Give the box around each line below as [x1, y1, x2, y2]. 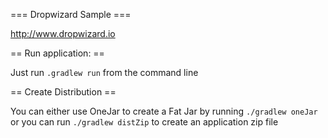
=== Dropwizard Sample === [10, 9, 132, 20]
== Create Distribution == [10, 86, 117, 98]
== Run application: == [10, 47, 105, 59]
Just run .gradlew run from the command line [10, 67, 199, 78]
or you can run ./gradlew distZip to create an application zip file [10, 116, 279, 128]
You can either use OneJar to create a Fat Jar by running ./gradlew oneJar [10, 105, 318, 117]
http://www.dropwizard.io [10, 28, 116, 39]
